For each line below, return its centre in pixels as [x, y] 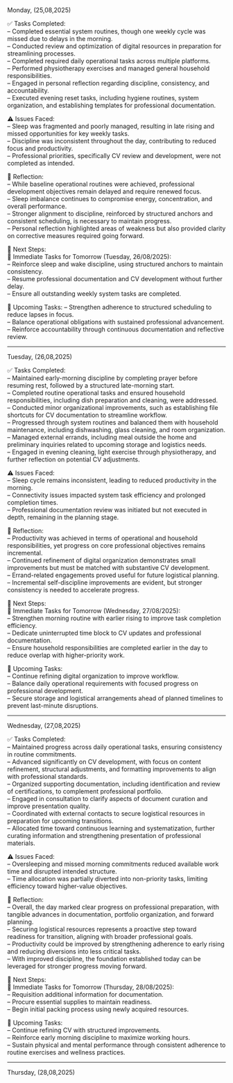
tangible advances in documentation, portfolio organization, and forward [111, 914]
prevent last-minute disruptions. [53, 705]
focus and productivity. [40, 148]
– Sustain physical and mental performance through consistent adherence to [116, 1045]
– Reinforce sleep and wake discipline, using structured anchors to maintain [115, 264]
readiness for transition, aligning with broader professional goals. [100, 936]
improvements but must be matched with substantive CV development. [109, 568]
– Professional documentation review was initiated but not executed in [107, 510]
